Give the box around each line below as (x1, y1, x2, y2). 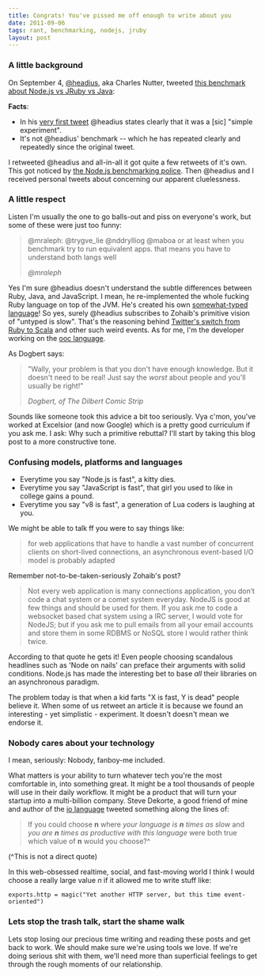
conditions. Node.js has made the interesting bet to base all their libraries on (8, 669, 257, 679)
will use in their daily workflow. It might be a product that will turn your (8, 788, 237, 797)
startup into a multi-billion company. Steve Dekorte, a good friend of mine (8, 796, 248, 805)
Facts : (8, 101, 29, 111)
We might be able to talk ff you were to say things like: (8, 524, 184, 533)
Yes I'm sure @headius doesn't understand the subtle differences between (8, 282, 252, 293)
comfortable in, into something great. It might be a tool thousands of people (8, 779, 255, 789)
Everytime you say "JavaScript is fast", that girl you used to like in (19, 483, 233, 493)
